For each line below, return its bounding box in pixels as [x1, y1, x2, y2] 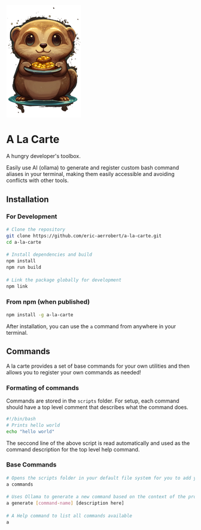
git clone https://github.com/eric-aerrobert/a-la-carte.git [6, 232, 162, 239]
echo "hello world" [6, 428, 55, 435]
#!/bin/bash [6, 416, 36, 422]
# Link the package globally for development [6, 277, 121, 283]
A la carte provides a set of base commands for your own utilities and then [6, 362, 190, 370]
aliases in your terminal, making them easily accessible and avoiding [6, 171, 175, 178]
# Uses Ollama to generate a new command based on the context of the [6, 494, 186, 500]
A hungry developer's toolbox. [6, 153, 81, 160]
